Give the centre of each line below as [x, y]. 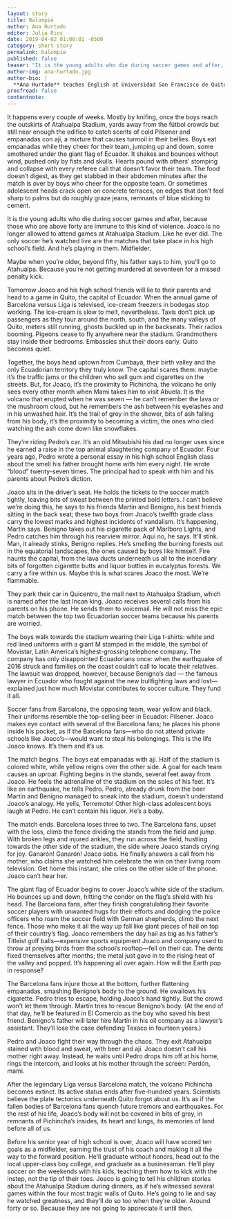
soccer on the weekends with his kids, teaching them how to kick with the [112, 1171]
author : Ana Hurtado [37, 26]
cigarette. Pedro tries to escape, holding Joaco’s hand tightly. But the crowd [115, 998]
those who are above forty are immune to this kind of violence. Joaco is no [114, 226]
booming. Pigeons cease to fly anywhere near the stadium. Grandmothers [112, 334]
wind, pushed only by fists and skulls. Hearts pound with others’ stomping [113, 161]
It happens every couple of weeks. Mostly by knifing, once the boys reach [113, 117]
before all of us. [29, 1128]
